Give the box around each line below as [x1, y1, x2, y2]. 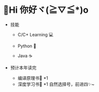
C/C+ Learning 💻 [17, 31, 54, 37]
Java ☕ [17, 52, 33, 59]
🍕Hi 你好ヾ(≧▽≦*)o [3, 4, 89, 16]
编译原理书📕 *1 [17, 75, 48, 81]
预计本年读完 [10, 65, 36, 70]
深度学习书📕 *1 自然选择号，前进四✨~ [17, 81, 95, 87]
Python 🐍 [17, 43, 36, 49]
